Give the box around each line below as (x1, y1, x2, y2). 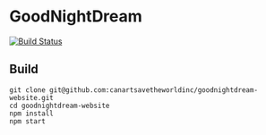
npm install (9, 109, 54, 118)
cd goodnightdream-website (9, 101, 110, 110)
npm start (9, 116, 47, 126)
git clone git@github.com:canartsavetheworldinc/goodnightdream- (9, 85, 258, 95)
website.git (9, 93, 54, 102)
